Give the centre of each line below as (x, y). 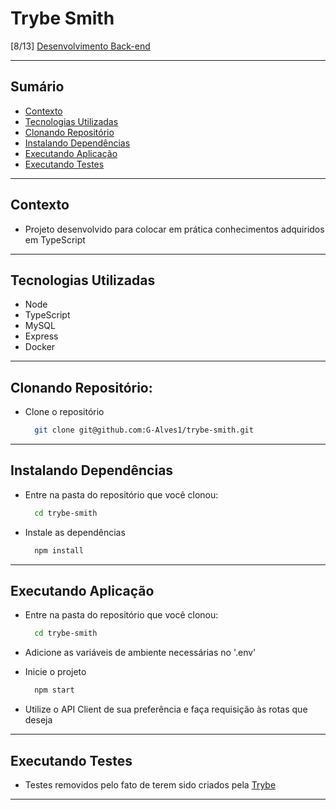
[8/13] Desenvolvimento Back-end (80, 46)
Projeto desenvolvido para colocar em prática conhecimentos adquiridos (174, 229)
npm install (59, 550)
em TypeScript (55, 239)
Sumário (37, 87)
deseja (38, 720)
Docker (40, 347)
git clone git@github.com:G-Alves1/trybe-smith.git (144, 430)
